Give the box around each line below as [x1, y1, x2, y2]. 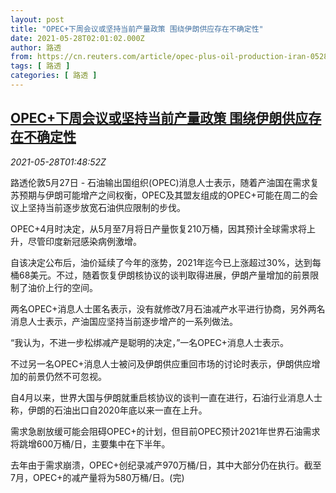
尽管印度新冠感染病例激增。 [27, 235, 142, 247]
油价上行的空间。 [27, 281, 98, 293]
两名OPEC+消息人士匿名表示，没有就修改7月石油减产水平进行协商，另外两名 [10, 302, 326, 315]
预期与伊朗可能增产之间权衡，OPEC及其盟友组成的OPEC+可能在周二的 [18, 189, 310, 201]
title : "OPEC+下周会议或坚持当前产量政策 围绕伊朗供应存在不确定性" [10, 24, 264, 34]
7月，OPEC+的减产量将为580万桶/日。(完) [10, 471, 185, 483]
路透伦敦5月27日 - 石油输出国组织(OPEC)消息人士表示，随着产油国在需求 [10, 176, 311, 188]
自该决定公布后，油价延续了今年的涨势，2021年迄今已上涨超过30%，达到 [10, 256, 313, 268]
